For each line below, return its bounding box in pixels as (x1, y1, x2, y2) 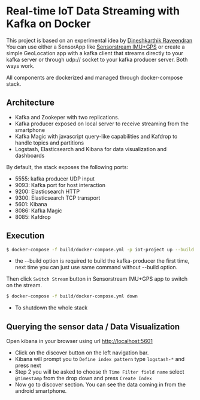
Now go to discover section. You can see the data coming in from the (14, 381, 186, 388)
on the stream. (6, 282, 43, 289)
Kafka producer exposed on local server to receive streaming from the (14, 120, 189, 127)
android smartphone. (14, 387, 67, 395)
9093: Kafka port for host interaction (14, 181, 106, 188)
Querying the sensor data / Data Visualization (6, 321, 180, 332)
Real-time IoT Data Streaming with (6, 4, 180, 18)
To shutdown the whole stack (14, 304, 88, 311)
